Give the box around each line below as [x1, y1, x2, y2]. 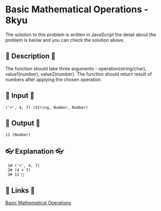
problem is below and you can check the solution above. [5, 37, 125, 43]
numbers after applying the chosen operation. [5, 76, 103, 83]
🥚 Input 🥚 [5, 91, 35, 100]
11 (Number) [5, 132, 31, 138]
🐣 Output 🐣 [5, 119, 41, 127]
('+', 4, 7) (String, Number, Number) [5, 105, 88, 110]
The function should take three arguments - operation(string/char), [5, 65, 147, 71]
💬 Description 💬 [5, 52, 56, 61]
